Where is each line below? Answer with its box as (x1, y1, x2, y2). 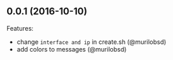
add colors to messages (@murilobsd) (16, 45, 127, 53)
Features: (6, 24, 34, 32)
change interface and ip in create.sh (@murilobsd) (16, 38, 167, 46)
